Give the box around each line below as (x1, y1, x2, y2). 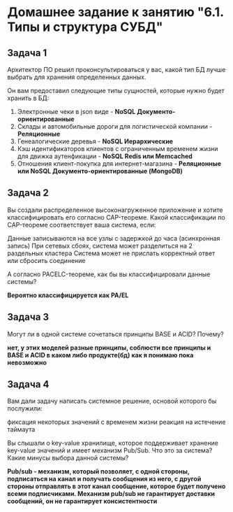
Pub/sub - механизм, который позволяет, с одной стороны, (7, 467, 190, 476)
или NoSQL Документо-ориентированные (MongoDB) (17, 167, 183, 175)
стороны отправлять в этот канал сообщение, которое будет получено (7, 482, 226, 490)
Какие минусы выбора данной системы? (7, 454, 129, 462)
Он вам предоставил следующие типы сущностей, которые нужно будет (7, 87, 225, 94)
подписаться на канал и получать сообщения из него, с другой (7, 475, 202, 483)
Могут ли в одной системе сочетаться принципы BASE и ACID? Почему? (7, 329, 225, 338)
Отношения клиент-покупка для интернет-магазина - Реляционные (17, 159, 222, 168)
